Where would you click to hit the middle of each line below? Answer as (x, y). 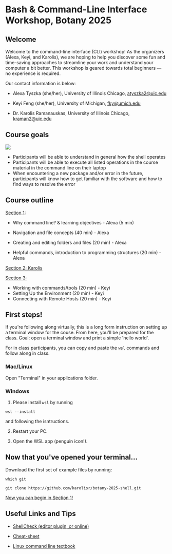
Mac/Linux (19, 367)
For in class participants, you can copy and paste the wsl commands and (82, 348)
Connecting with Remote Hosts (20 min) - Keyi (62, 298)
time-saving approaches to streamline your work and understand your (80, 62)
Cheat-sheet (26, 536)
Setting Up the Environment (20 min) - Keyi (58, 293)
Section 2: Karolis (24, 268)
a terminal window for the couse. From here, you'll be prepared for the (80, 333)
